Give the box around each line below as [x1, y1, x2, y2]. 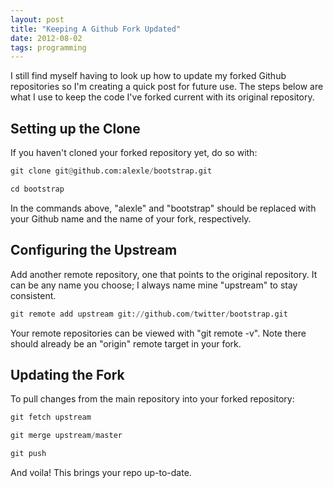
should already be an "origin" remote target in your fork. [10, 337, 242, 350]
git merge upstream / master [10, 431, 123, 441]
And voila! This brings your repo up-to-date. [10, 466, 192, 478]
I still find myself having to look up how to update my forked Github [10, 70, 287, 82]
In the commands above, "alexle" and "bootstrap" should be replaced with [10, 202, 317, 214]
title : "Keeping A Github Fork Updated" [10, 24, 182, 34]
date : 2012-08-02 [10, 33, 83, 43]
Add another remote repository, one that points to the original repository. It [10, 268, 318, 280]
